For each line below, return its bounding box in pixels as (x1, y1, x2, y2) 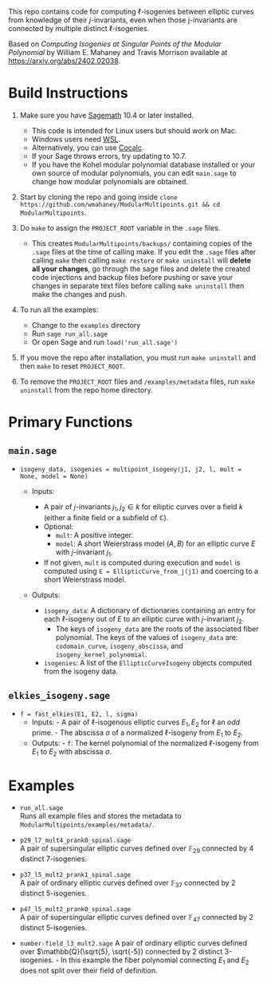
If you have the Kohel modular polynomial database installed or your (31, 160, 256, 169)
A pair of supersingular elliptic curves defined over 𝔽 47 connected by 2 (19, 913, 253, 924)
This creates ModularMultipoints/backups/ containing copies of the (31, 239, 253, 248)
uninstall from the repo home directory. (19, 385, 153, 394)
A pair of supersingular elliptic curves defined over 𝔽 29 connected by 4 (19, 843, 254, 855)
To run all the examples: (19, 305, 99, 314)
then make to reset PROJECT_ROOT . (19, 361, 125, 370)
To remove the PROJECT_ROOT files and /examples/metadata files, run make (19, 377, 255, 386)
